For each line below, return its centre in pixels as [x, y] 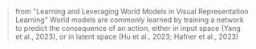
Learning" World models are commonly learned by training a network [129, 20]
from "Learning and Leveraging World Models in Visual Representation [132, 11]
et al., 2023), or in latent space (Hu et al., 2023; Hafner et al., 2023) [127, 36]
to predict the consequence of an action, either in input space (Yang [128, 28]
